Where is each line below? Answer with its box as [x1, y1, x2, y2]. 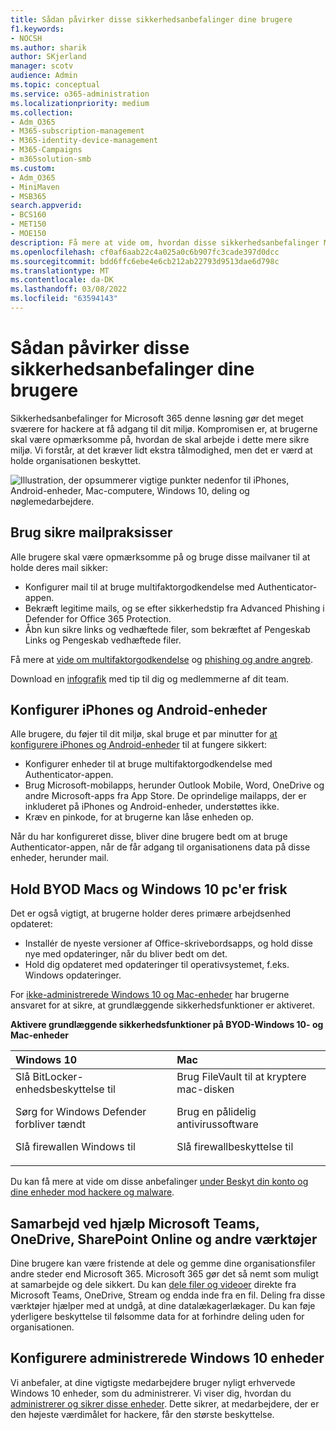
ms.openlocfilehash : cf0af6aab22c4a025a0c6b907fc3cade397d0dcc [10, 247, 280, 257]
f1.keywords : [10, 24, 65, 34]
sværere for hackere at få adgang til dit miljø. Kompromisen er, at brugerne [10, 422, 318, 435]
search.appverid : [10, 201, 83, 211]
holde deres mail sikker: [10, 561, 109, 573]
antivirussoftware [176, 1117, 259, 1131]
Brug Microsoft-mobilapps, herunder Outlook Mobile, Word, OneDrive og [24, 779, 325, 791]
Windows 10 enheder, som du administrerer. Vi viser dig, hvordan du [10, 1387, 292, 1399]
